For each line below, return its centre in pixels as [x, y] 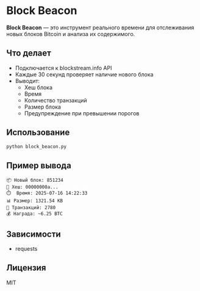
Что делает [29, 53]
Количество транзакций [55, 100]
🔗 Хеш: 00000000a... [33, 187]
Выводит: [27, 81]
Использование [38, 133]
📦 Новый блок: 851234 [35, 181]
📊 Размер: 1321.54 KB [34, 201]
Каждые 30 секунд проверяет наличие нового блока [84, 74]
